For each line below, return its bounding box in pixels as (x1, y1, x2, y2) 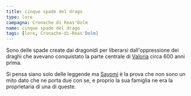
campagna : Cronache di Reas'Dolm (6, 19, 88, 25)
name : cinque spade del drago (6, 25, 81, 31)
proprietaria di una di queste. (6, 83, 76, 90)
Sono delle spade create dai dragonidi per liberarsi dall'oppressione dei (6, 47, 179, 54)
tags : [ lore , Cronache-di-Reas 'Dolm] (6, 31, 99, 37)
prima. (6, 59, 22, 67)
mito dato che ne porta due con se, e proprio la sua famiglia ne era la (6, 77, 173, 84)
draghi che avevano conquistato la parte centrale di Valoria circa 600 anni (6, 53, 185, 60)
